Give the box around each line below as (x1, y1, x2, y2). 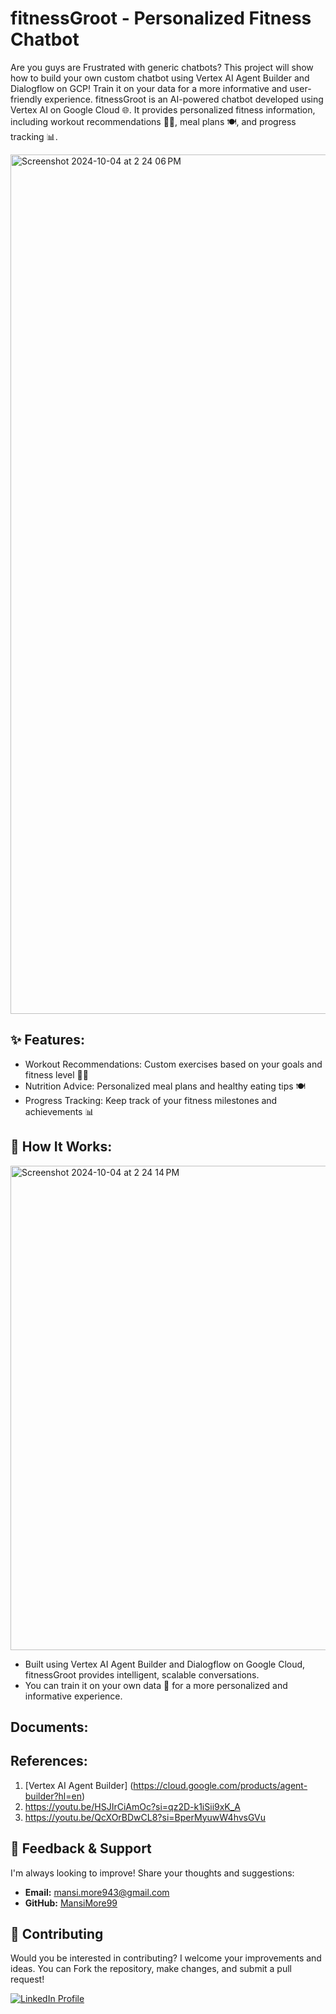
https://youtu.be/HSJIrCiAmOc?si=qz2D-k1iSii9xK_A (24, 1800, 241, 1812)
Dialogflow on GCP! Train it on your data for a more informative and (10, 82, 288, 94)
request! (10, 1973, 45, 1986)
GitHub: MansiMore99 (24, 1897, 118, 1909)
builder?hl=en (24, 1790, 82, 1802)
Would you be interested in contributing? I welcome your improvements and (10, 1952, 322, 1964)
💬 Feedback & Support (10, 1840, 152, 1857)
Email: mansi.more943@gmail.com (24, 1886, 170, 1898)
